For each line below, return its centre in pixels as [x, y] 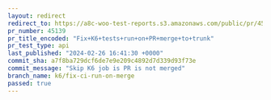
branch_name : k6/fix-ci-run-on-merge [71, 76]
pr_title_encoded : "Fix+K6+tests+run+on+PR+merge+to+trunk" [111, 38]
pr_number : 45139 [37, 31]
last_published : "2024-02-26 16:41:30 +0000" [85, 53]
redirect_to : [30, 23]
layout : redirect [37, 16]
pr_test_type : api [38, 46]
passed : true [30, 83]
